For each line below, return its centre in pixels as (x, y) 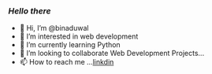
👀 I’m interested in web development (79, 36)
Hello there (30, 11)
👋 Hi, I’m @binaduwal (54, 28)
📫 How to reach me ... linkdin (67, 62)
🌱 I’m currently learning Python (70, 45)
